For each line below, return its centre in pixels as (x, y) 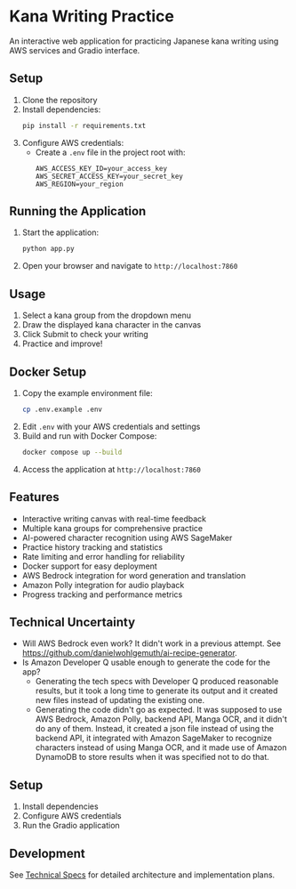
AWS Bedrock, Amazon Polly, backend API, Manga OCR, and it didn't (161, 719)
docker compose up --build (72, 452)
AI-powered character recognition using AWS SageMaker (127, 537)
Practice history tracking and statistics (92, 547)
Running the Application (78, 211)
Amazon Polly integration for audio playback (103, 585)
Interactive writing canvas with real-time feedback (114, 519)
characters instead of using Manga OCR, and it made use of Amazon (161, 748)
